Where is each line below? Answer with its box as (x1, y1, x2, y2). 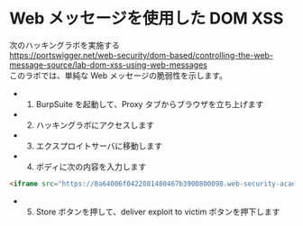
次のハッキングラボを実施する (9, 40, 120, 50)
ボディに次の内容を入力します (35, 161, 147, 172)
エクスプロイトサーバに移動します (35, 140, 163, 151)
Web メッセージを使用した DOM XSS (9, 8, 284, 29)
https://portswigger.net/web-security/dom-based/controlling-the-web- (9, 50, 273, 60)
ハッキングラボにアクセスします (35, 119, 155, 131)
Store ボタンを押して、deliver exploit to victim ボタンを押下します (35, 206, 280, 217)
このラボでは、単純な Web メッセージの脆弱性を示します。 (9, 69, 228, 81)
